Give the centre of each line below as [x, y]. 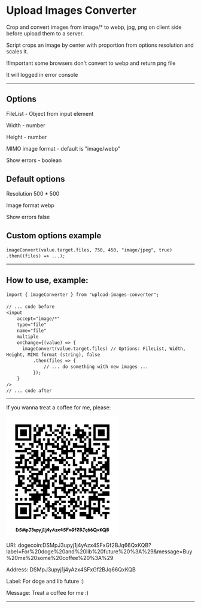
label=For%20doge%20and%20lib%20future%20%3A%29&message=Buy [99, 552]
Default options [36, 179]
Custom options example [54, 236]
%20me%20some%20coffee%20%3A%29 [60, 558]
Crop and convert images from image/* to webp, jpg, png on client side [94, 27]
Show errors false [28, 217]
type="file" [32, 325]
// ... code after [29, 391]
